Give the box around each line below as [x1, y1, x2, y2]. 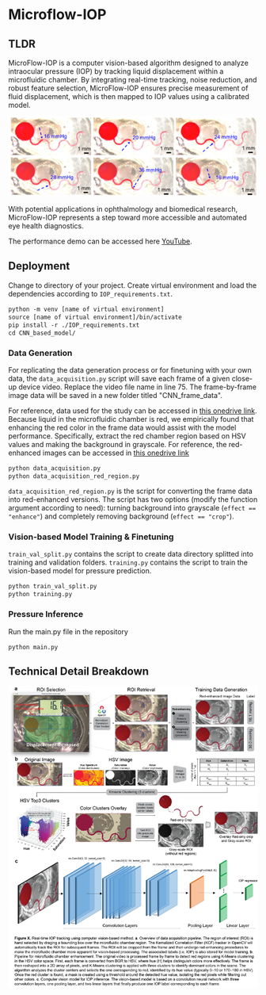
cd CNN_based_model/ [8, 329, 77, 337]
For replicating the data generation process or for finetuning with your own [8, 365, 252, 374]
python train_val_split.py [8, 583, 97, 591]
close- [231, 373, 253, 383]
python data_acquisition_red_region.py [8, 472, 140, 480]
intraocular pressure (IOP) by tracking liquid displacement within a [8, 67, 224, 76]
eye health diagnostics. [8, 220, 85, 231]
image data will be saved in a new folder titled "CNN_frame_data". [8, 390, 223, 400]
